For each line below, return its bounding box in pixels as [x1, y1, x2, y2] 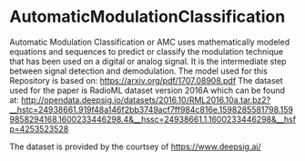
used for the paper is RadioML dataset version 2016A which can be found [9, 85, 285, 96]
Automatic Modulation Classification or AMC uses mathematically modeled [9, 36, 290, 47]
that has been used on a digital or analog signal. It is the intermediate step [9, 55, 287, 66]
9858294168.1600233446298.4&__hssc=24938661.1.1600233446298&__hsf [9, 114, 297, 125]
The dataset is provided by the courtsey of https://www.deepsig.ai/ [9, 141, 261, 152]
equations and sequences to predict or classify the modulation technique [9, 45, 284, 56]
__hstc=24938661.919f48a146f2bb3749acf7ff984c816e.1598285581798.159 [9, 104, 294, 115]
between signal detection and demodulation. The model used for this [9, 65, 269, 76]
